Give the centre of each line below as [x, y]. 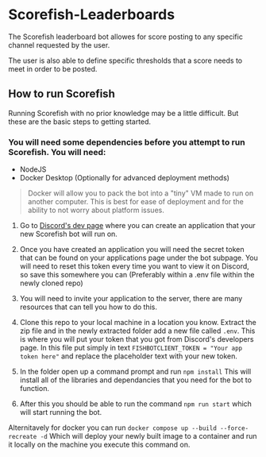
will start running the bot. [61, 412]
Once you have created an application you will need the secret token [132, 250]
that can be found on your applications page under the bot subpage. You [139, 258]
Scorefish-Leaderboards [92, 15]
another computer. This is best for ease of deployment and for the [135, 202]
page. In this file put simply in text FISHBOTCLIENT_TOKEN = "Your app [131, 348]
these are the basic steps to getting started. [80, 122]
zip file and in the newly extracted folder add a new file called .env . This [137, 331]
